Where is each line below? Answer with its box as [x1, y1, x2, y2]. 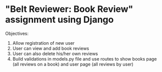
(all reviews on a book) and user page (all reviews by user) [12, 61, 134, 67]
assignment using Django [5, 14, 114, 25]
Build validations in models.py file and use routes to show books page [12, 56, 157, 62]
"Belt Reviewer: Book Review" [5, 3, 133, 15]
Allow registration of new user [12, 40, 75, 46]
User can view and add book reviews [12, 45, 89, 51]
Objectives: [5, 30, 29, 36]
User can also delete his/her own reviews [12, 51, 98, 57]
